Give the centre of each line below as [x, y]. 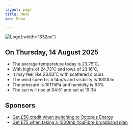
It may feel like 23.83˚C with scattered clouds [58, 74]
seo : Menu [15, 19]
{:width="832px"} [38, 37]
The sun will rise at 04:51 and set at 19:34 [54, 90]
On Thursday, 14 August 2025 [52, 52]
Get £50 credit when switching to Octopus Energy [63, 117]
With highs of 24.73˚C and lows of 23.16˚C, [55, 69]
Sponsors [20, 105]
